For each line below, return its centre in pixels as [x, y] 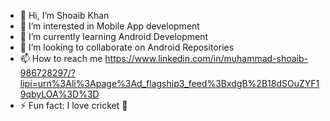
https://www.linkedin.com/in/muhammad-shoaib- [206, 58]
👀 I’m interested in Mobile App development [109, 26]
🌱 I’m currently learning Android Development [114, 36]
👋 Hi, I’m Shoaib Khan [64, 15]
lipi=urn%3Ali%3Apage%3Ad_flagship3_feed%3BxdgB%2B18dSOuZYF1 [169, 83]
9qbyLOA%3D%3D [59, 94]
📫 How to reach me [61, 58]
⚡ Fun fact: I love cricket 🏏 [73, 105]
